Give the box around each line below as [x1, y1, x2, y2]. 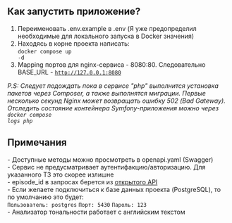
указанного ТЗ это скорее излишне [7, 170, 114, 179]
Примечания [7, 136, 67, 148]
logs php [7, 117, 33, 125]
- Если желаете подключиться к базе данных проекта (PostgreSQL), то [7, 185, 221, 193]
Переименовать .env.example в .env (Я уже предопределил [17, 24, 197, 32]
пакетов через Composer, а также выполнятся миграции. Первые [7, 89, 207, 97]
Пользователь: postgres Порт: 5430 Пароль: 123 [7, 201, 147, 208]
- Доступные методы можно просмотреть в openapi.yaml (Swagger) [7, 155, 214, 164]
